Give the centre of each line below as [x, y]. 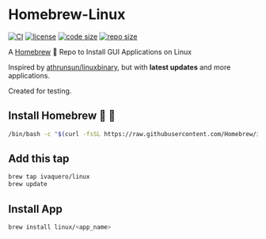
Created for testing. [40, 91]
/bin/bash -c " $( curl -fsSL [55, 134]
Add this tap [39, 159]
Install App [36, 209]
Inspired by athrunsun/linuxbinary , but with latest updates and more [120, 67]
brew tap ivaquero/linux [49, 177]
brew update [28, 184]
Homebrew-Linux [67, 15]
